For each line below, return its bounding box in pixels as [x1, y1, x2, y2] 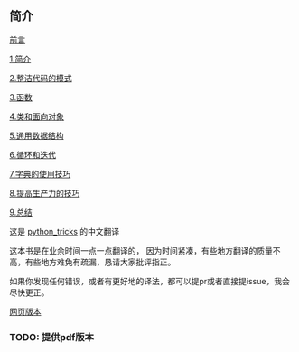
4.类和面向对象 [9, 111, 65, 122]
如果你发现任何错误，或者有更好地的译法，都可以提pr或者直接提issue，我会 [9, 275, 291, 286]
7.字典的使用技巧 [9, 168, 71, 179]
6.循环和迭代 [9, 149, 57, 160]
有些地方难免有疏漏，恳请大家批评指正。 [24, 256, 176, 267]
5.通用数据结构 [9, 130, 64, 141]
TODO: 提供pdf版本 [9, 330, 95, 343]
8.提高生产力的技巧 [9, 188, 80, 199]
